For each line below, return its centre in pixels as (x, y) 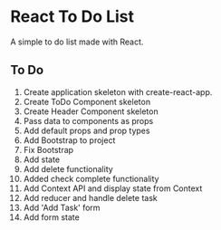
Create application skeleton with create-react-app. (118, 91)
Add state (42, 159)
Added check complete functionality (91, 178)
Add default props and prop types (86, 130)
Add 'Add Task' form (62, 207)
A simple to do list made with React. (77, 42)
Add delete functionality (68, 168)
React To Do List (72, 17)
